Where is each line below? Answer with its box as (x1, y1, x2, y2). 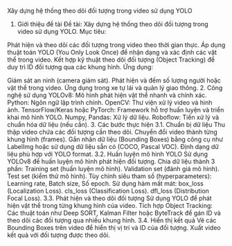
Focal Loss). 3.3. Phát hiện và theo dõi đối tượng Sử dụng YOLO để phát (7, 194, 213, 202)
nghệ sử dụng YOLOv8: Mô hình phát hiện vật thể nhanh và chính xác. (7, 91, 208, 99)
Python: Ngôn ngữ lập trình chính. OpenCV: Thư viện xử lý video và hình (7, 98, 213, 107)
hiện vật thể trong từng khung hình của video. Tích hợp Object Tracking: (7, 202, 213, 209)
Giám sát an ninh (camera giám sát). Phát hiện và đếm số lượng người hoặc (7, 76, 222, 85)
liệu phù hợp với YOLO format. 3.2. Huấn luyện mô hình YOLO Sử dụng (7, 150, 208, 158)
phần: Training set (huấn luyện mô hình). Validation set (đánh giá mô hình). (7, 165, 220, 173)
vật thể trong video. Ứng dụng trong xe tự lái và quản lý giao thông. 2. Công (7, 84, 223, 91)
